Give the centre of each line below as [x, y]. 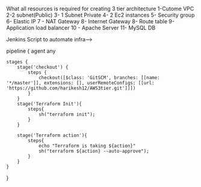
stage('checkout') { [43, 67]
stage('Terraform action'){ [52, 135]
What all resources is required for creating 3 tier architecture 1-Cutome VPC [100, 9]
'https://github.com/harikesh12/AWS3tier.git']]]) [71, 88]
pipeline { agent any [31, 51]
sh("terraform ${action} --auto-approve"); [94, 151]
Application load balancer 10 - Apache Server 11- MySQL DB [81, 28]
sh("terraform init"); [67, 114]
